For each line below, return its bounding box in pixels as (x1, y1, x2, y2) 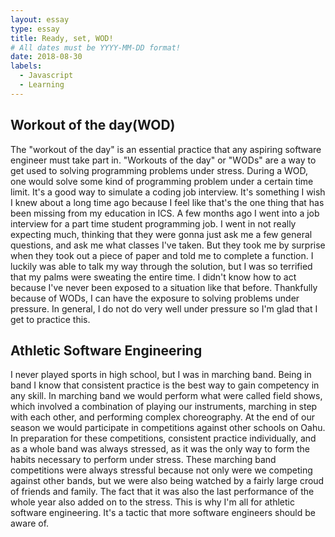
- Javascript (19, 71, 74, 81)
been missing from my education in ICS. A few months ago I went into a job (10, 207, 320, 219)
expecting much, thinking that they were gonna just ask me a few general (10, 228, 313, 240)
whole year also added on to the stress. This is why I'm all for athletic (10, 496, 295, 508)
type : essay (10, 24, 60, 34)
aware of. (10, 517, 50, 530)
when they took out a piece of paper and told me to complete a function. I (10, 249, 314, 261)
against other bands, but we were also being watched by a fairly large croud (10, 475, 325, 487)
